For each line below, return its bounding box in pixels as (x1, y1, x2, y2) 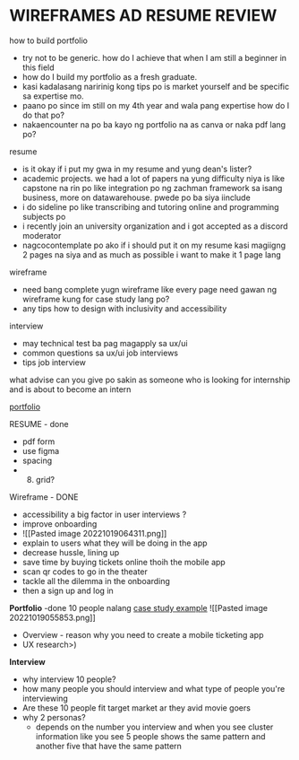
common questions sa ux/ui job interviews (21, 347, 179, 358)
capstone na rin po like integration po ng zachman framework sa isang (21, 182, 283, 193)
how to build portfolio (9, 35, 88, 46)
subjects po (21, 211, 66, 222)
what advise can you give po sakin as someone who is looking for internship (9, 374, 291, 385)
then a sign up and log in (21, 585, 114, 596)
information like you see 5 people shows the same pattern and (35, 730, 266, 741)
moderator (21, 230, 62, 240)
